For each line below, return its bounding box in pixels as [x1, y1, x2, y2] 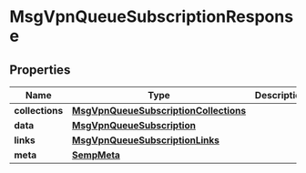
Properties [9, 62, 71, 77]
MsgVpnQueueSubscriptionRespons [9, 6, 294, 27]
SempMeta [71, 148, 121, 161]
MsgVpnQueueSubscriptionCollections [71, 105, 247, 117]
